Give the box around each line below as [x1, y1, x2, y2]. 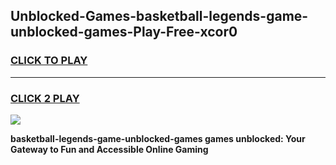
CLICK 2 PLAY [10, 91, 80, 105]
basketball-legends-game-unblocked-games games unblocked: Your [10, 132, 306, 144]
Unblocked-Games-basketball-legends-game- [10, 8, 309, 25]
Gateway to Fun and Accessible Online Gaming [10, 143, 209, 155]
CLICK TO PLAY [10, 54, 88, 68]
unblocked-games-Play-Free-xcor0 [10, 24, 238, 41]
